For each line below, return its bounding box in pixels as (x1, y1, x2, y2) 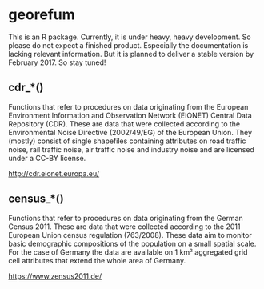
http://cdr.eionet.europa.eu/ (8, 168, 100, 178)
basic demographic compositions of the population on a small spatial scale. (8, 239, 257, 248)
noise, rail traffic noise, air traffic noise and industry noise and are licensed (8, 144, 254, 154)
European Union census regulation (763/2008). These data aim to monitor (8, 230, 252, 239)
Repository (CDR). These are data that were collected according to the (8, 118, 241, 129)
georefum (8, 6, 76, 24)
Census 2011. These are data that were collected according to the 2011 (8, 222, 241, 231)
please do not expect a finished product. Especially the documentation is (8, 40, 249, 50)
